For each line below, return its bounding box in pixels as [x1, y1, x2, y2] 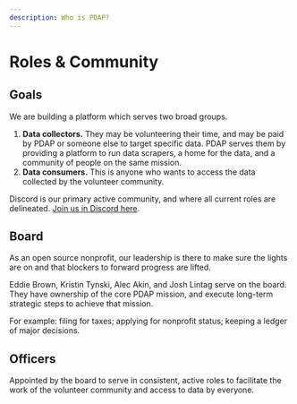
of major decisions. [9, 325, 81, 336]
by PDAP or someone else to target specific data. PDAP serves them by [21, 138, 286, 149]
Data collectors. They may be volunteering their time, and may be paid [21, 128, 284, 139]
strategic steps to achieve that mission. [9, 298, 154, 309]
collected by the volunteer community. [21, 176, 165, 186]
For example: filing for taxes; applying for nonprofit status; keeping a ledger [9, 315, 288, 327]
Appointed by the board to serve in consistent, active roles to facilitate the [9, 375, 282, 386]
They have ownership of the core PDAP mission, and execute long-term [9, 288, 274, 300]
